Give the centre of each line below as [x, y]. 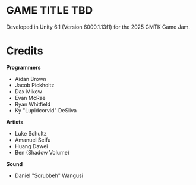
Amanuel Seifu [33, 140]
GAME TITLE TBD [50, 10]
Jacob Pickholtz [34, 85]
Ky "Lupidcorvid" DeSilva [46, 110]
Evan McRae [30, 98]
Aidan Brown [30, 79]
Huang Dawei [31, 146]
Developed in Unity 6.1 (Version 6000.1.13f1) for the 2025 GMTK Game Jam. [98, 27]
